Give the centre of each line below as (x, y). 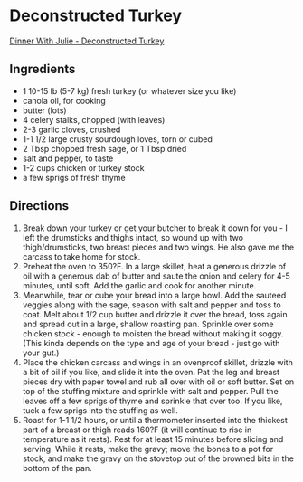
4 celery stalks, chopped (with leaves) (94, 119)
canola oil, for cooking (64, 100)
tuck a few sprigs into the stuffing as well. (100, 410)
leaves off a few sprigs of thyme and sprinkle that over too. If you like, (152, 401)
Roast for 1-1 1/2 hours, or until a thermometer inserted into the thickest (155, 420)
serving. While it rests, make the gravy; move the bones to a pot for (148, 449)
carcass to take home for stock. (81, 256)
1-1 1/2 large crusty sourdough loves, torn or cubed (117, 139)
